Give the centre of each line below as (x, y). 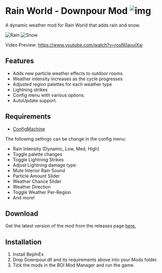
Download (22, 213)
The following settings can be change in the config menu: (66, 139)
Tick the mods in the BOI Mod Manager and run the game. (74, 265)
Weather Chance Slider (37, 181)
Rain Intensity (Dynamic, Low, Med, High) (56, 149)
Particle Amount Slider (36, 176)
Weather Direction (32, 187)
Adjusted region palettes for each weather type (62, 84)
